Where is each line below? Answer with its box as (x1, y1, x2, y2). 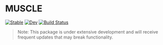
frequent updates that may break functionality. (17, 34, 113, 40)
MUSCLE (5, 3, 42, 14)
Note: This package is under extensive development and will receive (17, 29, 158, 35)
